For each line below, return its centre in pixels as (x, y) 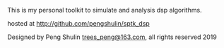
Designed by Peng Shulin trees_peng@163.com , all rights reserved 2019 (112, 37)
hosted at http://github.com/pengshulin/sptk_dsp (78, 23)
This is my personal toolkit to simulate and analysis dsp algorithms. (105, 10)
